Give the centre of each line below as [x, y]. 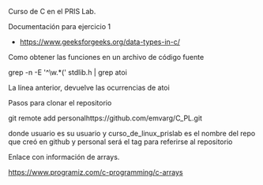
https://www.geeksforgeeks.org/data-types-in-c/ [100, 42]
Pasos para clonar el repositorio [60, 103]
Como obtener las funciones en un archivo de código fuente [106, 57]
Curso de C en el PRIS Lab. [52, 11]
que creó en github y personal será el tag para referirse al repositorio [120, 142]
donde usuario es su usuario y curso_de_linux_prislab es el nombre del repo [132, 133]
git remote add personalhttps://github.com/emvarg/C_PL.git [105, 118]
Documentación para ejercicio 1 [60, 26]
